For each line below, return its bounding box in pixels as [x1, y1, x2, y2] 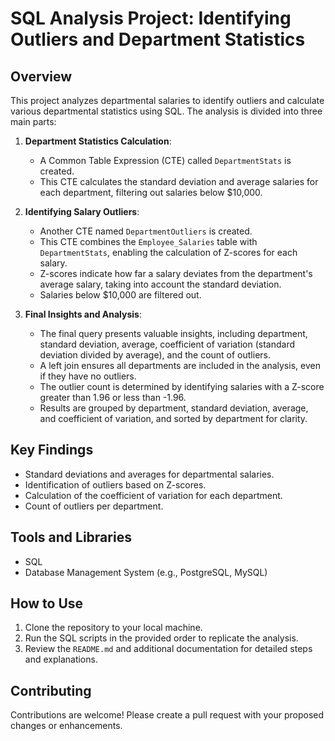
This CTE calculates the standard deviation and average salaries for [39, 176, 319, 187]
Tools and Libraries [10, 529, 132, 546]
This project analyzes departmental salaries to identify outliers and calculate [10, 95, 325, 106]
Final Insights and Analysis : [24, 308, 142, 320]
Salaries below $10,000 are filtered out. [39, 289, 202, 301]
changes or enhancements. [10, 720, 123, 732]
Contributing [10, 682, 92, 699]
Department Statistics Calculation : [24, 135, 172, 147]
